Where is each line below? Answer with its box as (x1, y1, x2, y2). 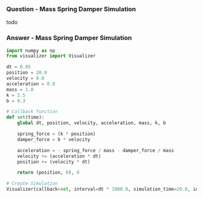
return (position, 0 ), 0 (17, 170, 80, 176)
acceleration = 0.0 (6, 81, 56, 87)
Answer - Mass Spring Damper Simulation (6, 34, 132, 42)
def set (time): (6, 114, 45, 120)
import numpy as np (6, 47, 56, 53)
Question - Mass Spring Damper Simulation (6, 5, 137, 13)
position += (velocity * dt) (17, 159, 91, 165)
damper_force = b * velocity (17, 136, 91, 142)
